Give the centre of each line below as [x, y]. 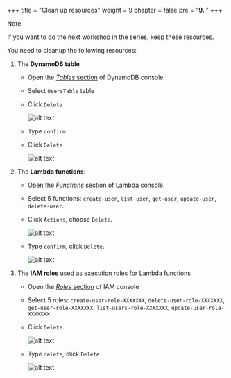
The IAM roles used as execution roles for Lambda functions [104, 273]
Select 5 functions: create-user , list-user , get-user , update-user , [122, 198]
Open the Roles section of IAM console [83, 287]
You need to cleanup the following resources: [72, 50]
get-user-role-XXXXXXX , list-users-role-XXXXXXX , [99, 307]
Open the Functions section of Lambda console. [96, 185]
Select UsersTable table [61, 91]
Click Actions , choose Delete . [70, 219]
